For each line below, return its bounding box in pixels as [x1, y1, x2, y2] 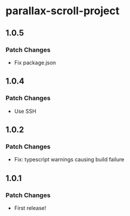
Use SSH [14, 107, 37, 115]
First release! [14, 204, 46, 211]
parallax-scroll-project [5, 4, 120, 18]
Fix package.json [14, 59, 56, 66]
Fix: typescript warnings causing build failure [14, 156, 125, 163]
